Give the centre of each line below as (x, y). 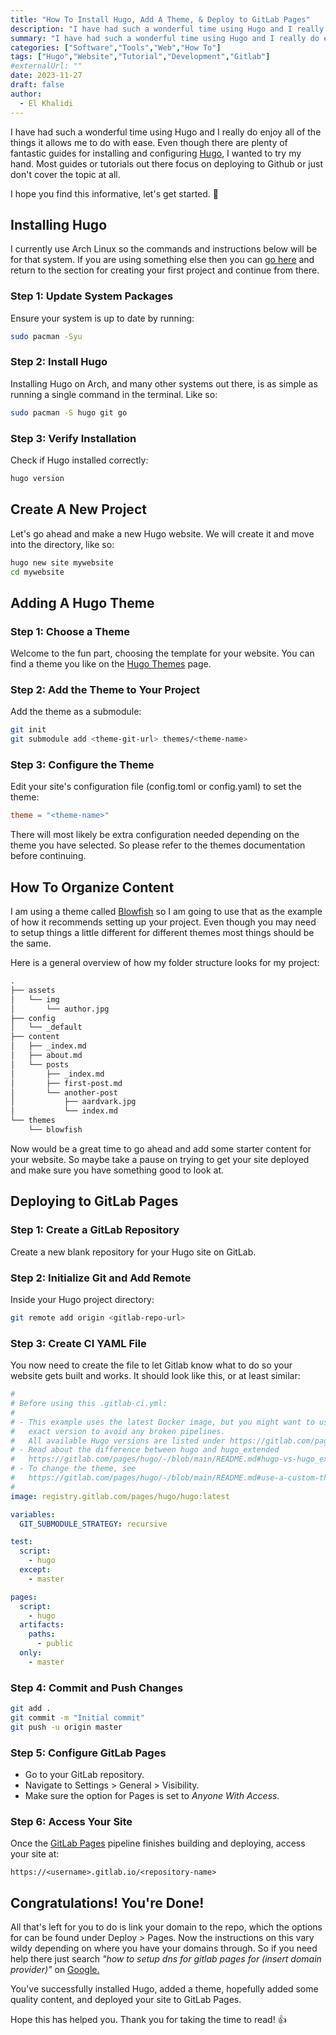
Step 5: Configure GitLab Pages (88, 1753)
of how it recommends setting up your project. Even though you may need (163, 922)
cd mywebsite (37, 572)
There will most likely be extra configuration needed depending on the (155, 835)
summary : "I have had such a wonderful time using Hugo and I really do (165, 38)
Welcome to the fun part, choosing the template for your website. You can (162, 653)
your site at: (35, 1854)
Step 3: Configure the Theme (82, 765)
